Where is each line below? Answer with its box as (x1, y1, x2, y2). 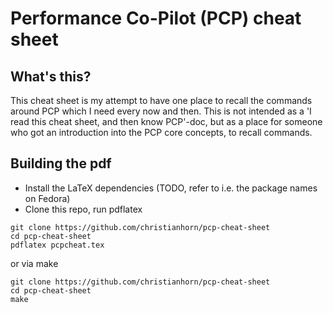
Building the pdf (10, 155, 112, 172)
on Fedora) (24, 192, 71, 204)
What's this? (10, 68, 92, 85)
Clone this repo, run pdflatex (24, 203, 143, 215)
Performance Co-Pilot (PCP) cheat (10, 7, 302, 30)
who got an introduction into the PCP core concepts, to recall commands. (10, 127, 313, 138)
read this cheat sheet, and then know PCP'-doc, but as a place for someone (10, 116, 323, 127)
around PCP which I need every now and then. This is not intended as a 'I (10, 105, 312, 117)
